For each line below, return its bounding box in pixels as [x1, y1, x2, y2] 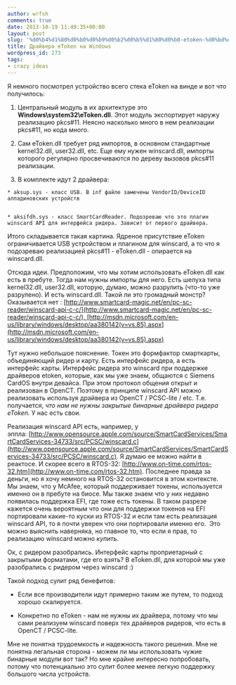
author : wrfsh [7, 10, 49, 18]
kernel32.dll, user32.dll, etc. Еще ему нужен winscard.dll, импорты [17, 146, 214, 155]
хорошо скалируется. [17, 597, 83, 606]
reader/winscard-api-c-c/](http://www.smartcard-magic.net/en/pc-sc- [7, 305, 212, 314]
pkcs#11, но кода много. [17, 125, 89, 134]
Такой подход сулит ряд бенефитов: [7, 576, 116, 584]
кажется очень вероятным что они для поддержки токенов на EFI [7, 504, 206, 513]
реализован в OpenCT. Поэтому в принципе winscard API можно [7, 386, 202, 395]
